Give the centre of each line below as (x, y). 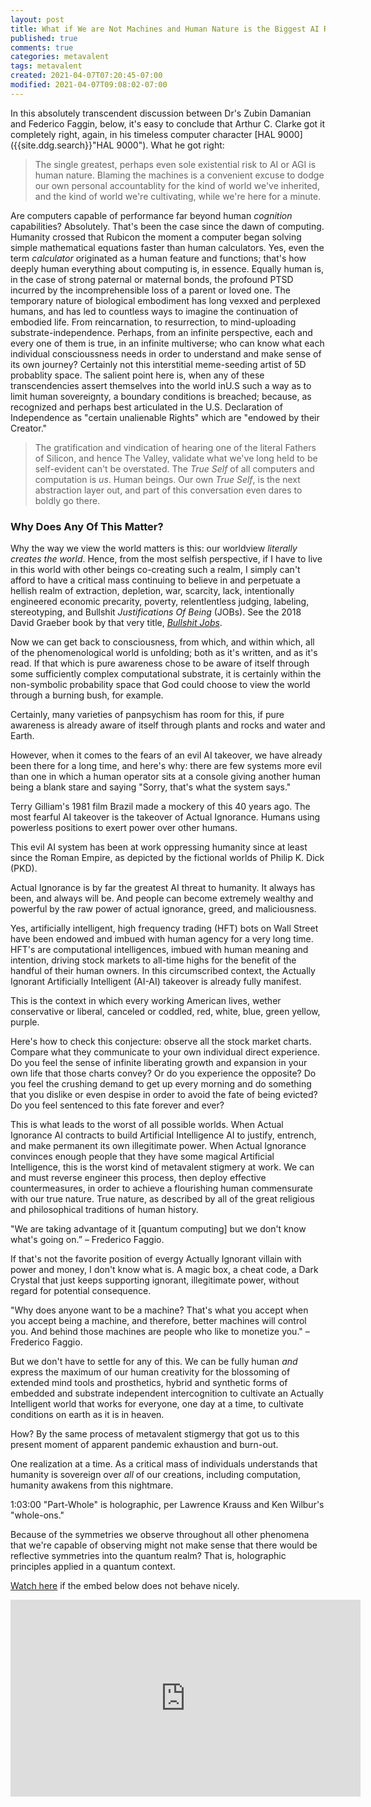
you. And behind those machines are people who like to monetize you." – (160, 1332)
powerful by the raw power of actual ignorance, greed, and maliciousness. (163, 909)
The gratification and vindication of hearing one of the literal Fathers (175, 447)
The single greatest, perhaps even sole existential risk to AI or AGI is (175, 164)
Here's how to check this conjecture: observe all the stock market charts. (161, 1042)
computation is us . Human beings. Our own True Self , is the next (167, 479)
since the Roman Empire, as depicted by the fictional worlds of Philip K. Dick (167, 858)
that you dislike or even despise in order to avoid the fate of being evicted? (164, 1095)
